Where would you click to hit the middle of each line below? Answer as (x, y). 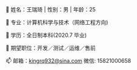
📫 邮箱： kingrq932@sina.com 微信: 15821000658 (68, 61)
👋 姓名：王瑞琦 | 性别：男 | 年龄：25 (51, 9)
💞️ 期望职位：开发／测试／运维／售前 (51, 48)
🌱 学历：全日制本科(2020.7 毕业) (46, 35)
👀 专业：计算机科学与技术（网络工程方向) (57, 22)
